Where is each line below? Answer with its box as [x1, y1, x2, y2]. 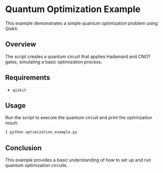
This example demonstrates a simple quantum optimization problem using [5, 20, 158, 26]
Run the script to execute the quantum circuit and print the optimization [5, 115, 152, 121]
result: [5, 120, 19, 126]
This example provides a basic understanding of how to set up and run [5, 157, 151, 163]
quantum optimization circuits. [5, 162, 68, 168]
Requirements [5, 73, 50, 82]
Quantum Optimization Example [5, 4, 141, 15]
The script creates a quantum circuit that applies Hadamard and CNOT [5, 53, 151, 59]
